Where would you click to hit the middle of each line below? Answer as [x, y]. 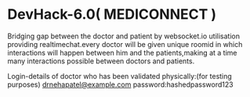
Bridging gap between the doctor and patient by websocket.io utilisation [124, 36]
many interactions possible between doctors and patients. [101, 61]
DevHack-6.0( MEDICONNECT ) [112, 14]
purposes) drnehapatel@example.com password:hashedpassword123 [120, 84]
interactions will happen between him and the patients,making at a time [122, 52]
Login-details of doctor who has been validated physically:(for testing [120, 76]
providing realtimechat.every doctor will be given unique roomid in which [125, 44]
